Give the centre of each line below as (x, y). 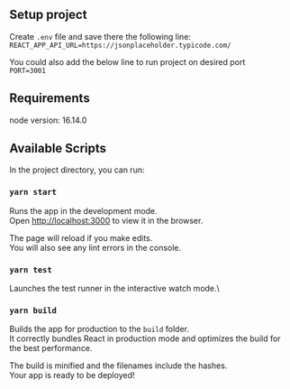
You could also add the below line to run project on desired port (127, 61)
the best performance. (51, 348)
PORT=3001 (28, 70)
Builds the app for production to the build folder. (100, 329)
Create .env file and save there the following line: (100, 36)
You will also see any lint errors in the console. (95, 247)
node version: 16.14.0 (48, 120)
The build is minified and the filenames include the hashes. (118, 366)
